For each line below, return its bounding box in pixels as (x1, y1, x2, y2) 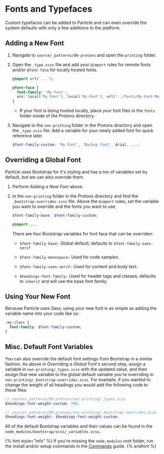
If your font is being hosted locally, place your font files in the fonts (19, 108, 155, 114)
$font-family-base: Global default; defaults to (19, 240, 113, 246)
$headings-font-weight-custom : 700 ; (5, 401, 80, 406)
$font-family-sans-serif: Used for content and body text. (19, 263, 138, 269)
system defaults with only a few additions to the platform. (5, 25, 121, 30)
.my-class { (5, 320, 29, 325)
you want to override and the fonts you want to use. (12, 203, 117, 209)
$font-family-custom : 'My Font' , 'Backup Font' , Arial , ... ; (12, 142, 140, 148)
